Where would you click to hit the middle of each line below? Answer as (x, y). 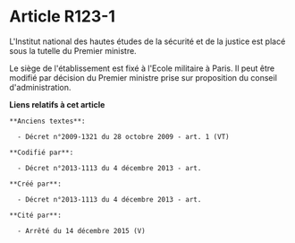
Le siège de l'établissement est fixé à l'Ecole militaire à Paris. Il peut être (142, 68)
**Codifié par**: (42, 152)
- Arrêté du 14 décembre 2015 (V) (81, 230)
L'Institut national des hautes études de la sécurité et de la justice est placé (147, 41)
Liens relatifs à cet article (57, 104)
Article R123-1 (63, 17)
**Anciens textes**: (48, 121)
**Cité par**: (36, 215)
